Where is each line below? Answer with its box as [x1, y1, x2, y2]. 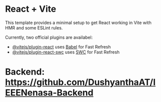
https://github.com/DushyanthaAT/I [5, 77, 156, 88]
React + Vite [5, 3, 57, 15]
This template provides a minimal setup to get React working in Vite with [5, 20, 152, 25]
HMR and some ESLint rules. [5, 25, 63, 30]
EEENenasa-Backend [5, 87, 94, 99]
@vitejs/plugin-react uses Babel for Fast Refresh [12, 44, 111, 50]
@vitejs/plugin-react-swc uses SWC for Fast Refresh [12, 49, 120, 55]
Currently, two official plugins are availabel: [5, 34, 93, 40]
